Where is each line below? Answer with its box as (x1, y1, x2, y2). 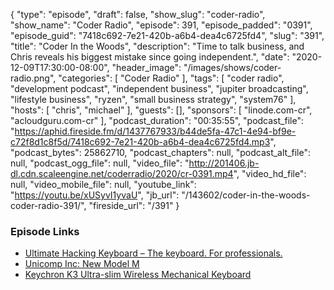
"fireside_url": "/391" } (88, 200, 180, 211)
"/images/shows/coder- (183, 62, 282, 73)
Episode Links (10, 224, 80, 238)
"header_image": (111, 62, 182, 73)
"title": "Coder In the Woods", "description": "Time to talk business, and (10, 40, 305, 52)
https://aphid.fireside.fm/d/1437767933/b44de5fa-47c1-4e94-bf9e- (14, 125, 297, 137)
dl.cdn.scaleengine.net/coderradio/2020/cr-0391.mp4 (10, 168, 234, 179)
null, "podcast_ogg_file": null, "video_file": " (10, 157, 190, 169)
